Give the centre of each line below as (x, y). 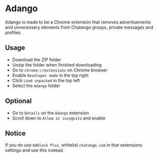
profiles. (13, 32)
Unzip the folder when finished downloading (57, 65)
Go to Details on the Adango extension (50, 113)
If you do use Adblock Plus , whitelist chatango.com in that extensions (74, 145)
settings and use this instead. (35, 150)
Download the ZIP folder (37, 60)
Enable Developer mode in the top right (50, 75)
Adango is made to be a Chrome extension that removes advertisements (78, 22)
